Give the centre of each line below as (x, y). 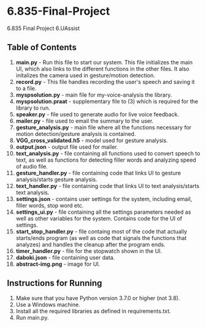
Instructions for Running (55, 283)
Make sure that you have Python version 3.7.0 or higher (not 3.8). (98, 298)
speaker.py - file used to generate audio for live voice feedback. (97, 114)
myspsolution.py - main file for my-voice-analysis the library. (94, 95)
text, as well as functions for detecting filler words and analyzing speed (106, 160)
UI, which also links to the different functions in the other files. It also (102, 69)
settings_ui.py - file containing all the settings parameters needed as (103, 212)
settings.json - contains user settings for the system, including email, (104, 199)
